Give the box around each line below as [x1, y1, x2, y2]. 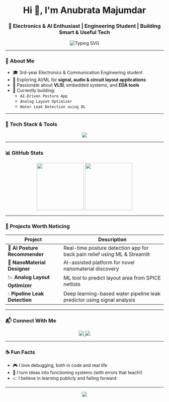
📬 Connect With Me [5, 317, 56, 324]
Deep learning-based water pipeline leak [63, 290, 161, 297]
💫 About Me [5, 57, 35, 64]
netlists [63, 281, 80, 288]
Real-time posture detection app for [63, 244, 149, 251]
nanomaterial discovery [63, 265, 119, 272]
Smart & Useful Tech [59, 29, 110, 36]
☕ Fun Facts [5, 349, 35, 356]
